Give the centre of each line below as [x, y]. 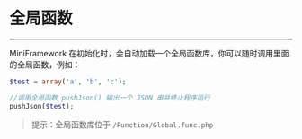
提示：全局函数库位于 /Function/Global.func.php [122, 124]
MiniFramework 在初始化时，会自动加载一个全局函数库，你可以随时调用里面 [149, 53]
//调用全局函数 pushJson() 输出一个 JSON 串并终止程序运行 [110, 98]
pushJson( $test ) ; [42, 106]
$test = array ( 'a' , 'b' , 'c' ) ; [68, 82]
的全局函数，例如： [45, 65]
